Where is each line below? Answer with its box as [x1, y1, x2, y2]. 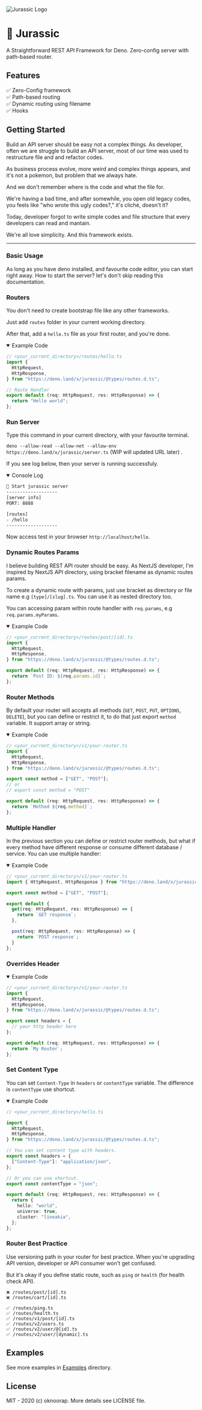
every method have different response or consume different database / [6, 843, 182, 850]
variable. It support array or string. [6, 720, 91, 727]
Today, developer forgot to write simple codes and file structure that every [6, 213, 191, 220]
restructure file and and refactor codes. [6, 154, 104, 161]
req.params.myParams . [6, 611, 60, 618]
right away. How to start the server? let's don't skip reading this [6, 272, 164, 279]
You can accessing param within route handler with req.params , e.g [6, 604, 173, 611]
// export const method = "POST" [6, 787, 90, 793]
